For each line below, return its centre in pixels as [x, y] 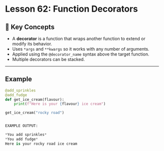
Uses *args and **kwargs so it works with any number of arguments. [81, 49]
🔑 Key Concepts [30, 27]
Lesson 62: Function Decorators [72, 9]
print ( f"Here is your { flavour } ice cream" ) [60, 104]
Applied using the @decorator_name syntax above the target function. [81, 54]
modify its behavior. [32, 44]
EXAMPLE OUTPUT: [21, 126]
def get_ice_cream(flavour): [35, 99]
